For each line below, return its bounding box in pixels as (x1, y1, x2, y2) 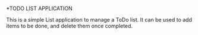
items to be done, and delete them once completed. (6, 23, 133, 29)
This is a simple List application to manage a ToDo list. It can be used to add (6, 16, 192, 23)
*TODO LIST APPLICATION (6, 5, 73, 12)
